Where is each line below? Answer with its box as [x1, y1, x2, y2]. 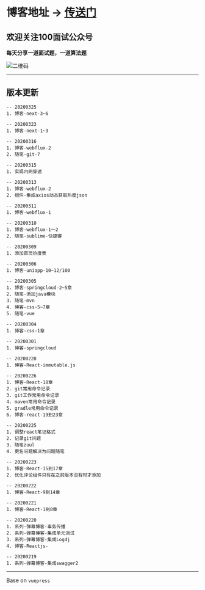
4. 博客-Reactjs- [6, 543, 49, 549]
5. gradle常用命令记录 [6, 405, 59, 411]
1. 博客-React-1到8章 [6, 506, 58, 512]
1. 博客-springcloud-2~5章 [6, 285, 72, 291]
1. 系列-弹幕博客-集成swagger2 [6, 560, 79, 566]
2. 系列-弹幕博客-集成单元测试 [6, 530, 75, 536]
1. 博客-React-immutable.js [6, 362, 76, 368]
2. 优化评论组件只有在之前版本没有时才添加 [6, 472, 101, 478]
